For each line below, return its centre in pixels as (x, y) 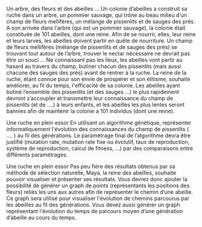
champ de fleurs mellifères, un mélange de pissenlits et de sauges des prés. (101, 21)
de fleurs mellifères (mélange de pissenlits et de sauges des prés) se (92, 47)
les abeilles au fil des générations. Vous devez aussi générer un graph (93, 205)
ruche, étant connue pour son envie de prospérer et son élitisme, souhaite (98, 79)
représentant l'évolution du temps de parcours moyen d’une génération (95, 211)
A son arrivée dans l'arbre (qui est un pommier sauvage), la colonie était (96, 28)
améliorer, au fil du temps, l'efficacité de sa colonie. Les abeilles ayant (93, 86)
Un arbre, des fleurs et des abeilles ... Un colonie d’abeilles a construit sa (97, 9)
